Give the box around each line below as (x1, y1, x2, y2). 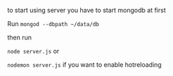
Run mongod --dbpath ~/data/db (7, 20, 100, 27)
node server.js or (7, 47, 60, 55)
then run (7, 33, 32, 42)
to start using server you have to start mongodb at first (7, 6, 167, 14)
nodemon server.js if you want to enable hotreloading (7, 61, 162, 69)
